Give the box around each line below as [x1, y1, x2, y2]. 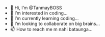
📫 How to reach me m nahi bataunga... [10, 26, 93, 32]
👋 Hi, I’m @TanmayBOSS [10, 5, 62, 10]
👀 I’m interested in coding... [10, 10, 68, 16]
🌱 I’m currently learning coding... [10, 15, 79, 21]
